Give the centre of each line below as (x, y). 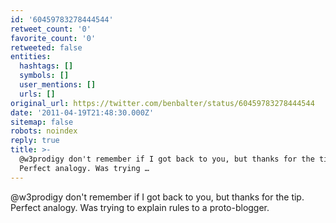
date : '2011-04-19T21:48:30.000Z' (82, 112)
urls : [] (37, 94)
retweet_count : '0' (51, 29)
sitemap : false (42, 122)
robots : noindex (44, 131)
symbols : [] (44, 76)
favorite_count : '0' (53, 38)
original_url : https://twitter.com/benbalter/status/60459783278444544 (162, 103)
